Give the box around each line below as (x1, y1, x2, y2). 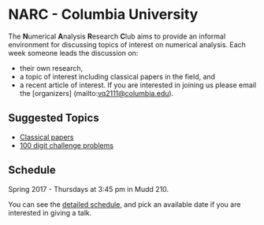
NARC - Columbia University (8, 6, 199, 24)
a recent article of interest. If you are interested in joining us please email (19, 80, 257, 90)
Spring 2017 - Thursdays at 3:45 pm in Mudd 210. (8, 184, 169, 194)
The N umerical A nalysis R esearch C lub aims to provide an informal (8, 31, 226, 41)
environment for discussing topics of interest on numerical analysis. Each (8, 39, 247, 49)
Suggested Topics (8, 112, 100, 125)
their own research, (19, 63, 84, 72)
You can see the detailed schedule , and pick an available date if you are (8, 199, 241, 209)
